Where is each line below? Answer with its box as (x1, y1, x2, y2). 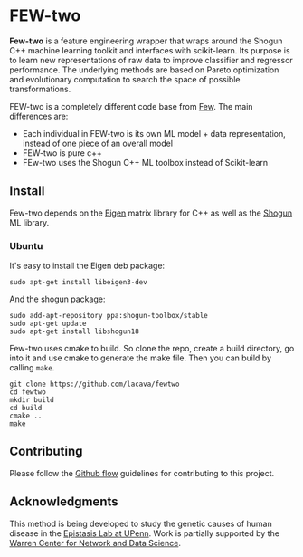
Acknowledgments (9, 495, 119, 510)
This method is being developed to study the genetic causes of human (9, 518, 273, 529)
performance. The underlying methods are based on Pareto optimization (9, 64, 279, 75)
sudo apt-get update (9, 319, 88, 329)
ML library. (9, 216, 50, 227)
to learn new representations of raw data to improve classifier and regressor (9, 54, 294, 65)
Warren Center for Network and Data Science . (9, 537, 181, 548)
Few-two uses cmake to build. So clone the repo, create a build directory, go (9, 343, 295, 354)
